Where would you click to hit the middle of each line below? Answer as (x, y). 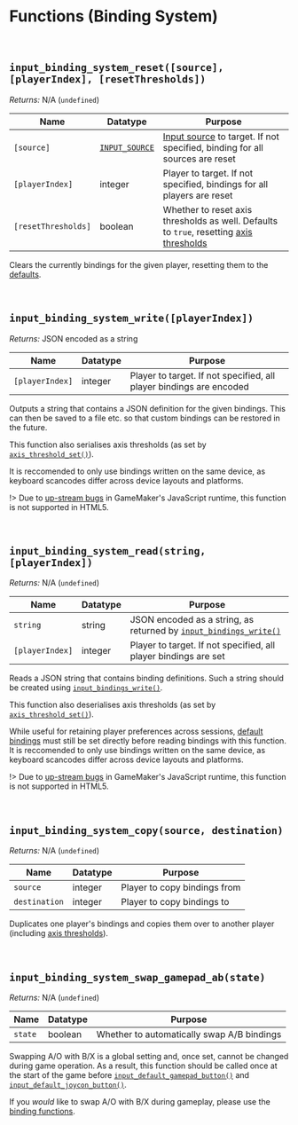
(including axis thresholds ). (59, 933)
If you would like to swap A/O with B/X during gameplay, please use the (140, 1101)
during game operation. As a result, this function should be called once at (143, 1066)
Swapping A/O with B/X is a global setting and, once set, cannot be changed (149, 1056)
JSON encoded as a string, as (192, 620)
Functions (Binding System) (114, 16)
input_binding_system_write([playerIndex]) (132, 319)
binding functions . (42, 1111)
